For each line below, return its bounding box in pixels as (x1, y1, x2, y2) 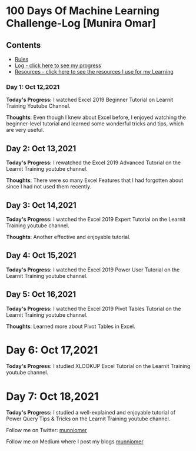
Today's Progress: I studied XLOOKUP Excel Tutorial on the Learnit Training (6, 363, 191, 370)
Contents (6, 40, 41, 50)
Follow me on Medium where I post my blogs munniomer (6, 438, 144, 445)
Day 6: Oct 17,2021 (6, 343, 98, 357)
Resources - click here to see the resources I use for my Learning (14, 68, 174, 75)
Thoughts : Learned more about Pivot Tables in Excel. (6, 323, 135, 330)
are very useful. (6, 127, 44, 134)
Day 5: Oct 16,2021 (6, 290, 77, 300)
